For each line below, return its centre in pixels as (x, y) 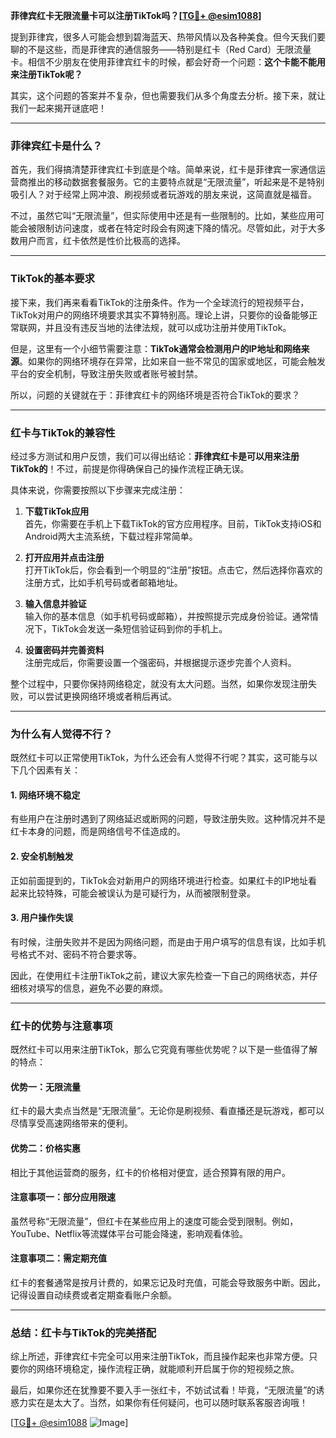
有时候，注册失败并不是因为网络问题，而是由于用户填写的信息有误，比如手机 (168, 941)
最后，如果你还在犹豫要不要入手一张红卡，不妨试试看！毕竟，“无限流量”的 (163, 1390)
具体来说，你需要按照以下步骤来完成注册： (98, 490)
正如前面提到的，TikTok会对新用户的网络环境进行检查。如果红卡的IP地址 (159, 880)
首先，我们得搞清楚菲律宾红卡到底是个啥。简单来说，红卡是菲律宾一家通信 (163, 170)
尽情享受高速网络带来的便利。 (71, 1123)
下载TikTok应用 (57, 511)
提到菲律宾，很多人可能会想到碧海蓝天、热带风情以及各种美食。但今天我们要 (168, 37)
